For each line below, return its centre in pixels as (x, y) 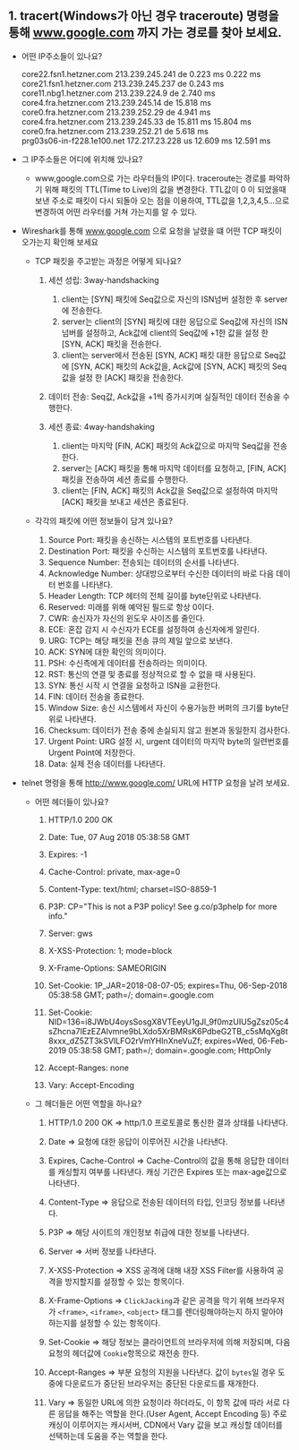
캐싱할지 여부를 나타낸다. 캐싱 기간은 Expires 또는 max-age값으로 (172, 1171)
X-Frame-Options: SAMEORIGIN (107, 968)
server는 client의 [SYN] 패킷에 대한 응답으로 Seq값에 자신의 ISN (175, 322)
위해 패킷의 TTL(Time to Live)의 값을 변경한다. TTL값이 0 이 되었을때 (166, 189)
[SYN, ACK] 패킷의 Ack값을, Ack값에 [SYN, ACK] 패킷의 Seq (179, 366)
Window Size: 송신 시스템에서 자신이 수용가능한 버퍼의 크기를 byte (165, 708)
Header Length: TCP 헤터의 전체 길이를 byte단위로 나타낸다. (154, 596)
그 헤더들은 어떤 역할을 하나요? (88, 1103)
